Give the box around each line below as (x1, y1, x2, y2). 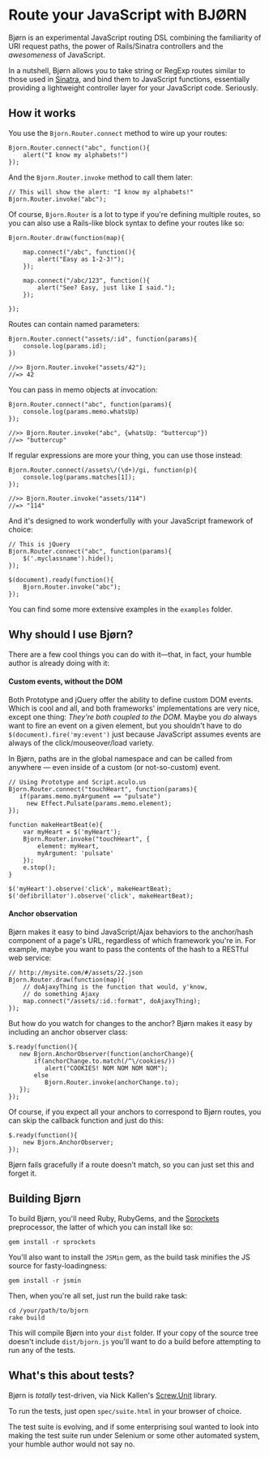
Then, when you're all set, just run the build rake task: (8, 1290, 188, 1300)
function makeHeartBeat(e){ (8, 820, 104, 829)
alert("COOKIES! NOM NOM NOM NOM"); (44, 1063, 169, 1072)
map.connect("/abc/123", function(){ (23, 276, 151, 285)
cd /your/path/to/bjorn (8, 1307, 89, 1315)
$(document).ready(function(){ (8, 576, 114, 584)
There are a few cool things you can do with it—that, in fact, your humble (8, 649, 252, 659)
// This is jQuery (8, 540, 70, 548)
